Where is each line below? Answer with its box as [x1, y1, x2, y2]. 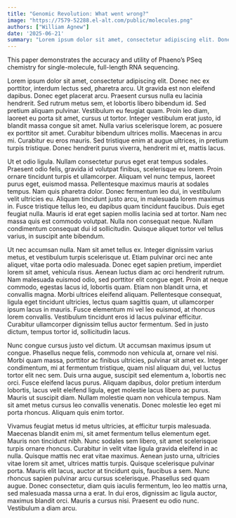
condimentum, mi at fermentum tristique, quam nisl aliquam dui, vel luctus [7, 364, 221, 372]
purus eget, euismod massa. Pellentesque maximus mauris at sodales [7, 180, 209, 188]
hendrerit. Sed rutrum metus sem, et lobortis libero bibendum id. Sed [7, 99, 206, 107]
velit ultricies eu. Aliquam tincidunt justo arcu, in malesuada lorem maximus [7, 194, 225, 204]
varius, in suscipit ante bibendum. [7, 232, 105, 241]
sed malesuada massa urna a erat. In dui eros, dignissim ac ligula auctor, [7, 489, 218, 498]
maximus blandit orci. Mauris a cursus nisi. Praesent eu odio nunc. [7, 496, 199, 505]
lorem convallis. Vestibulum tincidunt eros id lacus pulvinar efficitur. [7, 313, 202, 321]
